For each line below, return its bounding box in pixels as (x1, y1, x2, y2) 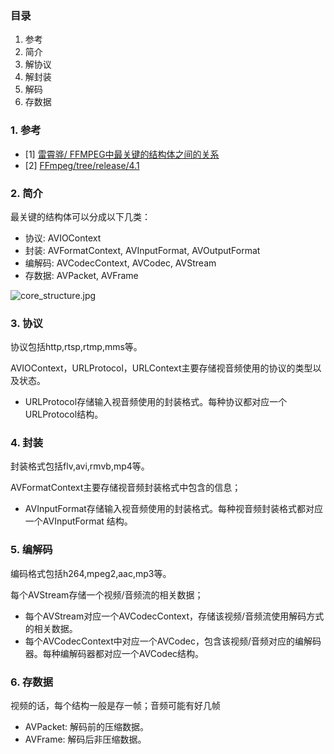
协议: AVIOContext (24, 232, 102, 244)
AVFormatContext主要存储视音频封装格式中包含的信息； (10, 482, 242, 494)
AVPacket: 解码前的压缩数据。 (24, 721, 150, 733)
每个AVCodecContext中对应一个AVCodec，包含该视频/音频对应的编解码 (24, 635, 322, 647)
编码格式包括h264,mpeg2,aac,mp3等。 (10, 567, 172, 579)
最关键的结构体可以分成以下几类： (10, 210, 151, 222)
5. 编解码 (10, 543, 53, 557)
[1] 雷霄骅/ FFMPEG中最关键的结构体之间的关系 (24, 148, 220, 160)
